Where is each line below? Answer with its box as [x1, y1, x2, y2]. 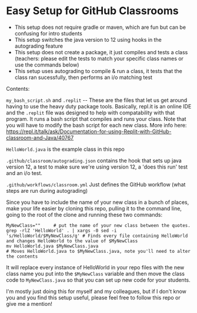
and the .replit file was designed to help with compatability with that [6, 109, 175, 116]
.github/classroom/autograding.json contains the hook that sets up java [6, 157, 182, 164]
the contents [6, 253, 38, 259]
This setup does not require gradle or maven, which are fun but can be [14, 24, 186, 31]
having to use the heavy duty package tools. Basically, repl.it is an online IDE [6, 103, 192, 110]
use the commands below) [14, 61, 79, 68]
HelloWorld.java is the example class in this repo [6, 146, 125, 153]
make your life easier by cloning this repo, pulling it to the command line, [6, 205, 182, 212]
